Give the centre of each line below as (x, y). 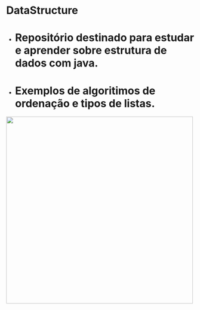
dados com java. (56, 63)
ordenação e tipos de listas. (85, 103)
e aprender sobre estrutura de (91, 51)
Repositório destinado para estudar (104, 38)
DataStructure (42, 10)
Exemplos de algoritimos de (85, 91)
